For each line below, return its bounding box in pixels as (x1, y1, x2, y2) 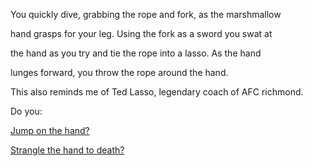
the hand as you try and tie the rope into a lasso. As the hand (10, 47, 262, 59)
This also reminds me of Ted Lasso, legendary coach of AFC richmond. (10, 86, 304, 98)
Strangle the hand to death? (10, 144, 125, 156)
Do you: (10, 105, 43, 117)
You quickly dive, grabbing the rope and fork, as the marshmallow (10, 9, 282, 20)
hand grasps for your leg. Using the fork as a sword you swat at (10, 28, 273, 39)
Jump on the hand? (10, 125, 90, 136)
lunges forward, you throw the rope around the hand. (10, 67, 229, 78)
